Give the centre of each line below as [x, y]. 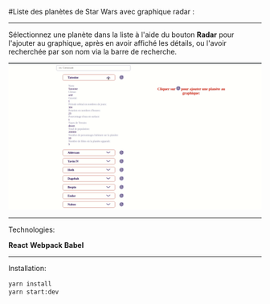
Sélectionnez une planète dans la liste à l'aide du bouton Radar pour [121, 34]
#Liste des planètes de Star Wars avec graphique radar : [102, 12]
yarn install [30, 284]
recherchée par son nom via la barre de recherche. [93, 52]
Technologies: [32, 230]
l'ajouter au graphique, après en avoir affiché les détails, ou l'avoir [118, 43]
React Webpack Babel [46, 245]
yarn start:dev [34, 292]
